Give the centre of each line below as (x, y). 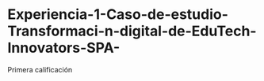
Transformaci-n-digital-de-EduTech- (132, 31)
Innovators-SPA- (64, 48)
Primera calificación (40, 69)
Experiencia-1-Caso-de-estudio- (118, 15)
